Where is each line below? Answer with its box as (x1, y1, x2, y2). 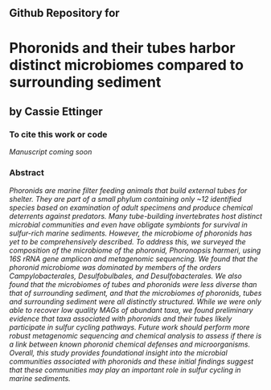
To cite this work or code (9, 129, 108, 140)
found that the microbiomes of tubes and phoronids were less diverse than (9, 279, 257, 289)
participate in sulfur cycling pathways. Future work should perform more (9, 322, 250, 332)
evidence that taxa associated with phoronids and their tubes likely (9, 314, 232, 323)
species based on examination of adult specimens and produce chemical (9, 203, 253, 212)
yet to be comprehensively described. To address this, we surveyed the (9, 236, 246, 246)
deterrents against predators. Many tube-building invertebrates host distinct (9, 211, 263, 220)
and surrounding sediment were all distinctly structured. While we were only (9, 297, 262, 306)
